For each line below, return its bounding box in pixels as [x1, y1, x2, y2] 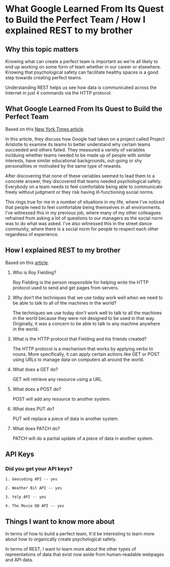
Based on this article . [5, 259, 50, 265]
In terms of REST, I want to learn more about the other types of [5, 546, 137, 552]
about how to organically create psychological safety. [5, 536, 117, 542]
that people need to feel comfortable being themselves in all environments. [5, 204, 161, 210]
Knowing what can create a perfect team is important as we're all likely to [5, 58, 158, 64]
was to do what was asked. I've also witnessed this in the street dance [5, 220, 152, 226]
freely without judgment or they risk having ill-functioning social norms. [5, 189, 154, 195]
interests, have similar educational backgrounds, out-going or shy [5, 157, 142, 163]
